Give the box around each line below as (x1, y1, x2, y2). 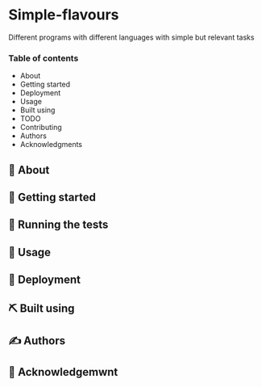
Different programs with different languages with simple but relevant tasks (8, 32, 255, 42)
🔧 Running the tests (8, 218, 109, 232)
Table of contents (8, 53, 79, 64)
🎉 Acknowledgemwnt (8, 365, 119, 379)
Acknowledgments (19, 140, 83, 149)
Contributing (19, 123, 62, 133)
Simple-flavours (8, 6, 119, 24)
